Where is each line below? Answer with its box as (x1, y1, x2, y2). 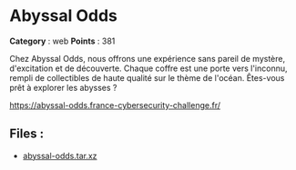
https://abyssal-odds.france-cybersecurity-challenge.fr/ (9, 99, 221, 110)
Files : (9, 126, 44, 142)
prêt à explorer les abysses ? (9, 82, 117, 93)
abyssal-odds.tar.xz (22, 150, 97, 161)
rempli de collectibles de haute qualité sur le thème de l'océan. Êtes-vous (9, 72, 285, 83)
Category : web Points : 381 (9, 35, 116, 46)
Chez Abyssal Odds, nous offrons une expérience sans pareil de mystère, (9, 53, 286, 64)
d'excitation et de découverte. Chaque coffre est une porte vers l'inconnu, (9, 63, 289, 74)
